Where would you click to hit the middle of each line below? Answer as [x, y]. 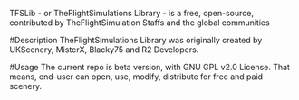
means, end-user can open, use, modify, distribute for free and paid [136, 77]
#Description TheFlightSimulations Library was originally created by [136, 40]
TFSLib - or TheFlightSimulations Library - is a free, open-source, [132, 13]
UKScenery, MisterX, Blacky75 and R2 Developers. [104, 50]
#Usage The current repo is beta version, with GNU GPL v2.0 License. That [149, 67]
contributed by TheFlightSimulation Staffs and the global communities [140, 23]
